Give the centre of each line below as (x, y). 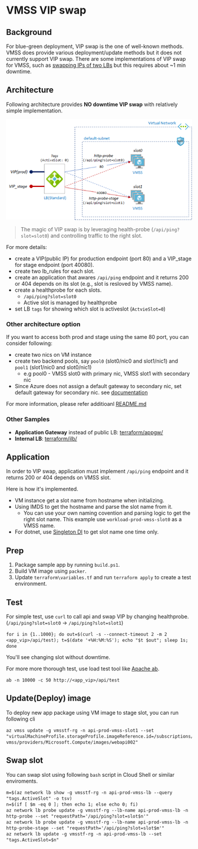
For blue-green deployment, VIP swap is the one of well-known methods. (95, 46)
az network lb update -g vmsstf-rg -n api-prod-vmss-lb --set (84, 834)
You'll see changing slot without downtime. (58, 657)
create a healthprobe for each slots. (58, 290)
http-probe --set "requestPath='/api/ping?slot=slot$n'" (77, 816)
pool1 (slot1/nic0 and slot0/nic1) (53, 367)
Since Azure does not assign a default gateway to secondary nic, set (98, 386)
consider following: (29, 343)
